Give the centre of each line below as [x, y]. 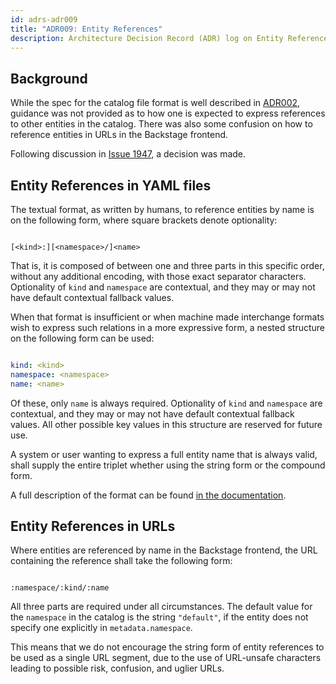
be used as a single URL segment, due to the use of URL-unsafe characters [166, 658]
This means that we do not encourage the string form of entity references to [167, 647]
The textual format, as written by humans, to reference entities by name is [162, 209]
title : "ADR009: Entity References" [86, 29]
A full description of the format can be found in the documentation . [148, 495]
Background [49, 78]
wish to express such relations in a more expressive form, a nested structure [168, 327]
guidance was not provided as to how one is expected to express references [168, 113]
